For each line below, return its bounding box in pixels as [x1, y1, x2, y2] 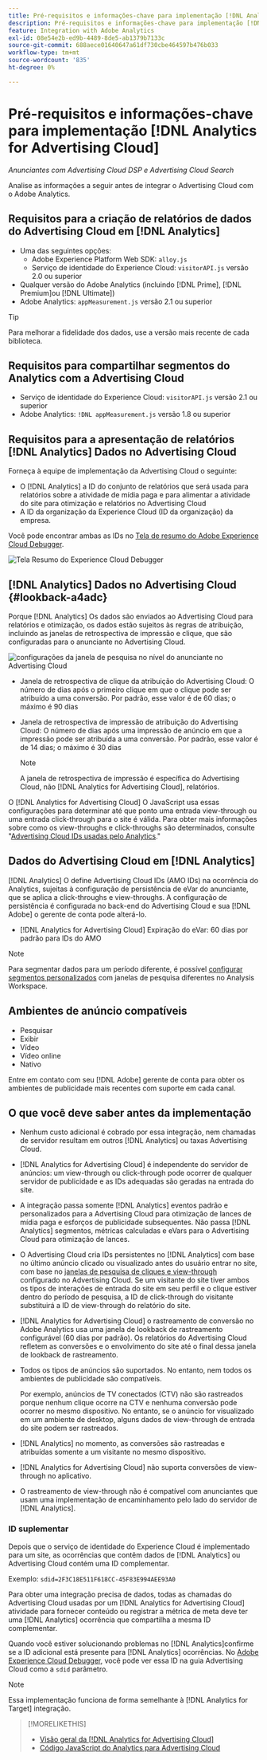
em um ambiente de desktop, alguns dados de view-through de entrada [19, 1415, 256, 1424]
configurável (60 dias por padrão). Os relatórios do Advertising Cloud [19, 1333, 248, 1343]
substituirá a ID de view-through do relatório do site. [19, 1301, 192, 1310]
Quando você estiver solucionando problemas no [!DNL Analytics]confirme [8, 1639, 254, 1648]
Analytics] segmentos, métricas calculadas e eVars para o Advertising [19, 1226, 250, 1236]
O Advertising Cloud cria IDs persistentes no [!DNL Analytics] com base [19, 1250, 255, 1259]
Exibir [19, 1034, 39, 1043]
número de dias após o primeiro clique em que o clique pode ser [19, 685, 232, 694]
